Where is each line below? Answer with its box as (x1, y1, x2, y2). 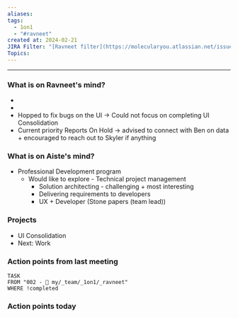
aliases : (7, 10, 33, 18)
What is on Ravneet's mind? (7, 79, 106, 89)
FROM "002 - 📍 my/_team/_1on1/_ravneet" (7, 279, 129, 286)
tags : (7, 17, 23, 24)
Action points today (7, 301, 76, 311)
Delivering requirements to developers (38, 190, 151, 198)
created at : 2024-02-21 (7, 37, 78, 44)
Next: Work (17, 239, 51, 247)
